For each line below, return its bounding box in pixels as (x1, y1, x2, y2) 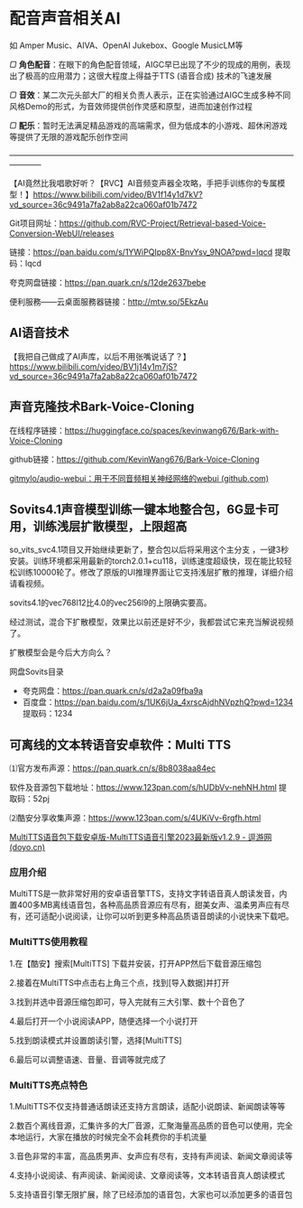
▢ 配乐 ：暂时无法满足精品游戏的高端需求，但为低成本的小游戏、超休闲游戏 (9, 119, 288, 131)
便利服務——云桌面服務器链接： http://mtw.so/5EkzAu (9, 295, 209, 307)
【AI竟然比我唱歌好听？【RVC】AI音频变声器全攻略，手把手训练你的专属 (9, 177, 278, 188)
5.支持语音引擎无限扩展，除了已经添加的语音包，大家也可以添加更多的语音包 (9, 1189, 293, 1200)
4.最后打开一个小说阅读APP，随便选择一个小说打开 (9, 1016, 198, 1026)
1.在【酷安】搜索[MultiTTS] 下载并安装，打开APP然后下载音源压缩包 (9, 958, 262, 969)
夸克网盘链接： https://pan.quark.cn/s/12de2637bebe (9, 276, 207, 287)
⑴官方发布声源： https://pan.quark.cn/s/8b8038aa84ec (9, 763, 216, 773)
